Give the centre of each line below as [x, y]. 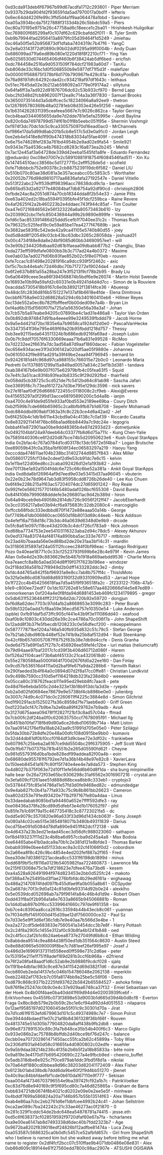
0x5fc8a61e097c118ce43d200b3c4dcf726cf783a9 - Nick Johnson [72, 526]
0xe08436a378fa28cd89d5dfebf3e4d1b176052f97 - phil [62, 806]
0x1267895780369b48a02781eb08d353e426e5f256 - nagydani [69, 105]
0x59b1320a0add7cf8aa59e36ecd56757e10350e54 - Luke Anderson [74, 609]
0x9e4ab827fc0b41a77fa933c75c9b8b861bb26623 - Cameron [68, 790]
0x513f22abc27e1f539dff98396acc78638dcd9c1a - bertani [64, 183]
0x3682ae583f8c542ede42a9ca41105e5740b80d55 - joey [64, 230]
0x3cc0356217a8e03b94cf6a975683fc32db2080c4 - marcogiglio [72, 505]
